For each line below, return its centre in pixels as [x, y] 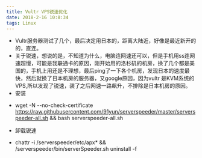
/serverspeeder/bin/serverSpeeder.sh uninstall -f [76, 149]
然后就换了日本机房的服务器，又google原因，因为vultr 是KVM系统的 [110, 78]
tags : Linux [21, 23]
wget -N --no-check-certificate [54, 105]
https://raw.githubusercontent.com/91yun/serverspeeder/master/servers [105, 112]
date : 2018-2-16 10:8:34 [37, 17]
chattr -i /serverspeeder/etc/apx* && [61, 142]
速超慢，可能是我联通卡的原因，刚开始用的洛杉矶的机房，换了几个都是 [102, 63]
